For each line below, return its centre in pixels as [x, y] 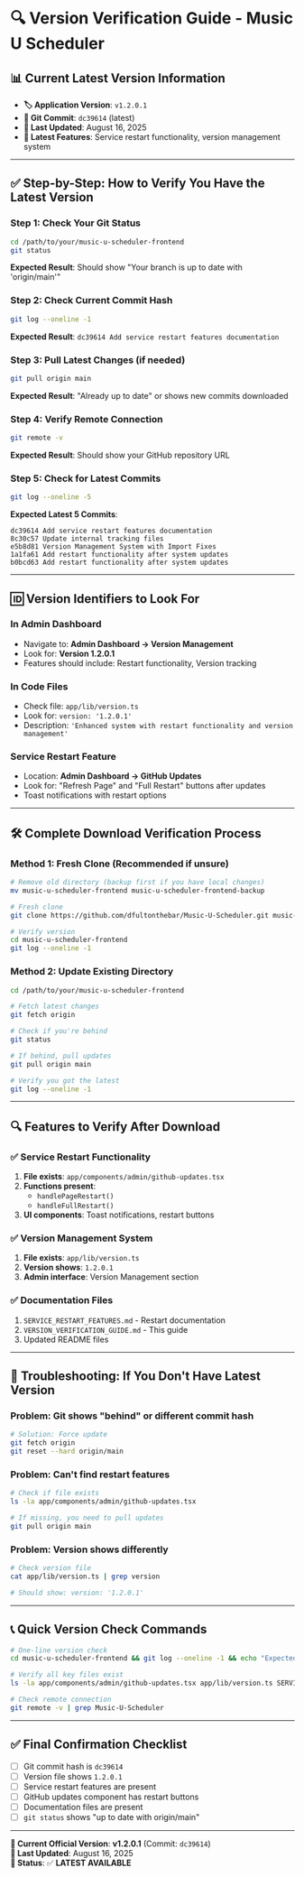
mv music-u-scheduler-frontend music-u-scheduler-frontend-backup [138, 891]
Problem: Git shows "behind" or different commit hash [132, 1416]
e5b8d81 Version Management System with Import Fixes [114, 547]
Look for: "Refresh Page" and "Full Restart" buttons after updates [144, 786]
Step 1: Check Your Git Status [76, 223]
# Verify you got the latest [65, 1080]
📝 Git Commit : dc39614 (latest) [79, 118]
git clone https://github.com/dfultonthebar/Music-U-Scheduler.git [140, 915]
